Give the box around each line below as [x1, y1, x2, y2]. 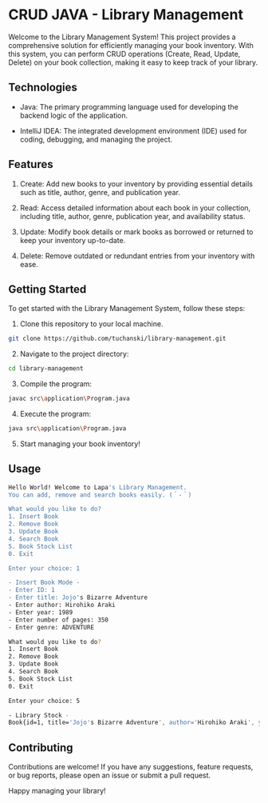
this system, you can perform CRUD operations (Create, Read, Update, [8, 49, 241, 58]
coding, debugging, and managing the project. [19, 134, 173, 144]
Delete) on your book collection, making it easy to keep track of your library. [8, 58, 258, 67]
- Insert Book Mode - [8, 578, 81, 587]
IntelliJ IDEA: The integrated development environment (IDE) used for [19, 126, 247, 135]
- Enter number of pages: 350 [8, 616, 109, 624]
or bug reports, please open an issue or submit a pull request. [8, 770, 211, 781]
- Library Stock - [8, 711, 69, 719]
